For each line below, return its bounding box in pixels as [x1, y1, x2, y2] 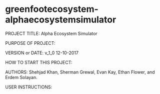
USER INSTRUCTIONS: [5, 84, 52, 90]
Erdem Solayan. [5, 74, 37, 80]
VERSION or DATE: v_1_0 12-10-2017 [5, 50, 79, 56]
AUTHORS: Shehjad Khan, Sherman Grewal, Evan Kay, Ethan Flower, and [5, 69, 155, 75]
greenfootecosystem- [5, 3, 98, 15]
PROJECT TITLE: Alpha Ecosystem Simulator [5, 30, 97, 36]
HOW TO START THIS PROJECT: [5, 59, 72, 65]
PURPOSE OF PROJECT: [5, 40, 56, 46]
